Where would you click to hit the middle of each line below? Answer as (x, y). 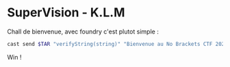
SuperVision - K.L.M (66, 13)
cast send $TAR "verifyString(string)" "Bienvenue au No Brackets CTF (110, 44)
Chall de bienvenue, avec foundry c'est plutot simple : (83, 31)
